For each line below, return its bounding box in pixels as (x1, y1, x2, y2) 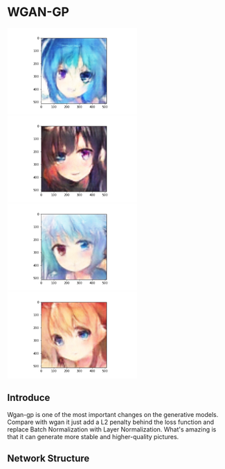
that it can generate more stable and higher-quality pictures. (7, 432, 179, 441)
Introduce (7, 392, 51, 404)
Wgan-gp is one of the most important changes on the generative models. (7, 410, 219, 418)
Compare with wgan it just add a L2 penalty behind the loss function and (7, 418, 215, 426)
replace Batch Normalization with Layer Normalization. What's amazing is (7, 425, 217, 434)
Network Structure (7, 452, 90, 465)
